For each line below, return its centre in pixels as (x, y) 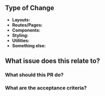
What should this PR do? (34, 75)
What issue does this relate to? (52, 61)
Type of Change (30, 8)
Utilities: (21, 40)
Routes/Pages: (27, 25)
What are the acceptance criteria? (46, 88)
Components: (26, 30)
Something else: (29, 45)
